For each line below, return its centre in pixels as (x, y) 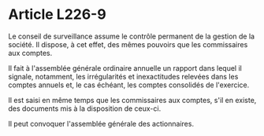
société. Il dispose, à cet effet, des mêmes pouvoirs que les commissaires (128, 44)
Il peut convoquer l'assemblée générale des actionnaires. (101, 123)
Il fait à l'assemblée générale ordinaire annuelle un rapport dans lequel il (125, 68)
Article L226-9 (57, 15)
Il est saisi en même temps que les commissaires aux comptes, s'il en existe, (132, 100)
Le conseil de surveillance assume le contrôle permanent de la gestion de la (131, 36)
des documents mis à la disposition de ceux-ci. (85, 108)
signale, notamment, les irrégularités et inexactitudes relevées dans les (123, 76)
